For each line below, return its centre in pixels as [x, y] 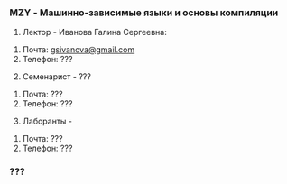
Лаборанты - [47, 121]
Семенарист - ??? [57, 77]
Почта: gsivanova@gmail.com [79, 50]
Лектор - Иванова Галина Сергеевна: [94, 32]
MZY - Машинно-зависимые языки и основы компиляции [144, 13]
